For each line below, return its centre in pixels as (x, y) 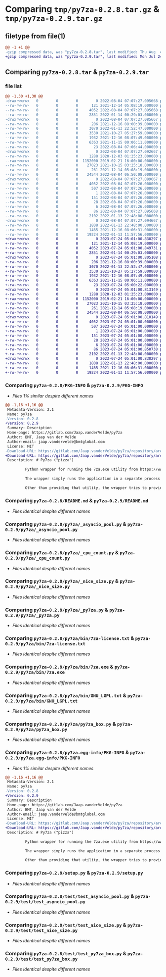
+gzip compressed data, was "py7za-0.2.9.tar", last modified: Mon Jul (80, 56)
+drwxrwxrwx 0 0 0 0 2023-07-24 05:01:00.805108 (82, 257)
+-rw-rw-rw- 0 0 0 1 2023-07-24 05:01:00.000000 (82, 331)
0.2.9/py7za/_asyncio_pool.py (41, 530)
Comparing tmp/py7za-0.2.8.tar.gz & (82, 9)
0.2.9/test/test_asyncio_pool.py (45, 902)
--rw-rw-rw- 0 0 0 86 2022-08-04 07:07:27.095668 (82, 211)
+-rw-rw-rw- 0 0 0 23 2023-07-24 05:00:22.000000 (82, 285)
